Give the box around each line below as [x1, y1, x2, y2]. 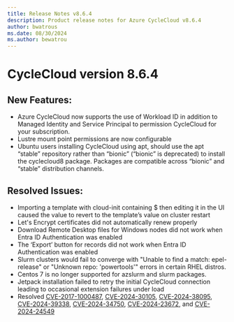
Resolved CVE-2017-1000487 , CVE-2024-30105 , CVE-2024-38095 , [17, 292, 213, 300]
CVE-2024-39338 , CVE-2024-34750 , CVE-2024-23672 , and [17, 300, 193, 308]
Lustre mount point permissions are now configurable [17, 135, 173, 143]
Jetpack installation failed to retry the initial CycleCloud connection [17, 277, 211, 286]
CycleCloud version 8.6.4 [7, 66, 159, 82]
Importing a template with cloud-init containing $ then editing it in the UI [17, 203, 225, 212]
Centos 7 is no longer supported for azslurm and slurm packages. [17, 270, 207, 278]
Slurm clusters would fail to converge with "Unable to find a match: [17, 255, 211, 263]
